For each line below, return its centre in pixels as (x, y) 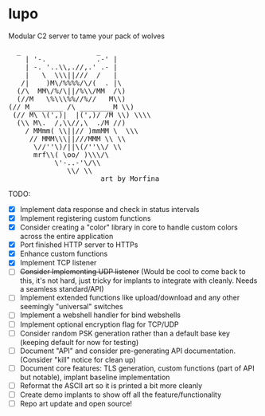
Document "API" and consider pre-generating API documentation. (128, 351)
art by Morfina (130, 179)
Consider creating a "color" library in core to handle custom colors (129, 227)
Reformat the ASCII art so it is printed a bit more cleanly (111, 385)
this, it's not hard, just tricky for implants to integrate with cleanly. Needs (138, 281)
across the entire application (66, 237)
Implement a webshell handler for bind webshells (100, 315)
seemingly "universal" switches (71, 307)
